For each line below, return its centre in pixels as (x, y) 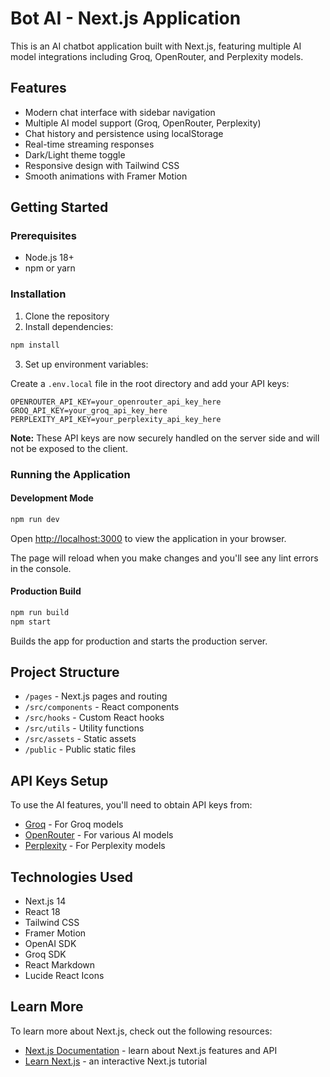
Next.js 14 (45, 901)
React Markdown (60, 965)
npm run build (40, 612)
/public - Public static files (80, 749)
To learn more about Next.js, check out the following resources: (141, 1031)
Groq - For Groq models (74, 824)
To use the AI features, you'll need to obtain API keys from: (131, 805)
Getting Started (59, 207)
